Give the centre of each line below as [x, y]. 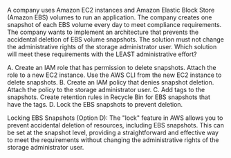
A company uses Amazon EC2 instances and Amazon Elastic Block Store [111, 10]
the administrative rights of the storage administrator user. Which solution [112, 47]
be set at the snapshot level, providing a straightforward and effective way [113, 132]
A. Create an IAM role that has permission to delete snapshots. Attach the [112, 68]
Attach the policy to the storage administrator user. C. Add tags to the [106, 90]
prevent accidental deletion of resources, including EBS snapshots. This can [116, 125]
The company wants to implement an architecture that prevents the [103, 32]
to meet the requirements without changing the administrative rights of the [113, 140]
